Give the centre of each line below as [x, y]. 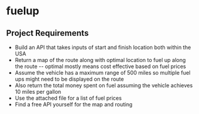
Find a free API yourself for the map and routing [74, 104]
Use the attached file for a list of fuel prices [68, 98]
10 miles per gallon [38, 92]
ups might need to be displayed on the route [69, 79]
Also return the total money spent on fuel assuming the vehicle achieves [104, 85]
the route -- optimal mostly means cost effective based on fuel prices [100, 66]
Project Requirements [48, 33]
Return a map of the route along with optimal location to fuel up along [100, 60]
